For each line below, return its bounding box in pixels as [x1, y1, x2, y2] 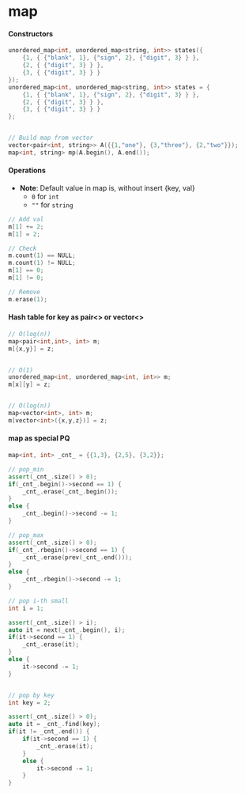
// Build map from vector [8, 134, 93, 142]
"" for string [31, 200, 73, 210]
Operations [8, 165, 46, 176]
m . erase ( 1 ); [8, 295, 47, 303]
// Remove [8, 288, 41, 296]
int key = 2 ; [8, 698, 51, 706]
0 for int [31, 191, 59, 201]
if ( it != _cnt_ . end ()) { [8, 728, 90, 735]
